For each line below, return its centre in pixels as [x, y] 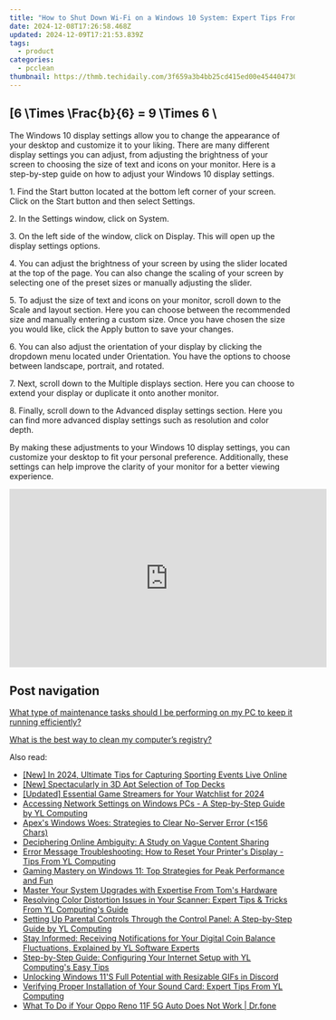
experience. [32, 476]
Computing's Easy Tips [66, 967]
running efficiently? [45, 722]
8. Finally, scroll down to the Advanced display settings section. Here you [146, 410]
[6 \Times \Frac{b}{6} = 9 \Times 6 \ [113, 114]
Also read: [29, 757]
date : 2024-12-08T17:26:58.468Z [70, 26]
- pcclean [36, 69]
